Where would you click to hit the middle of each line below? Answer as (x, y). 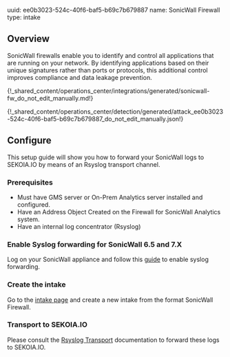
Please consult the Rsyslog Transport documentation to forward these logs (113, 340)
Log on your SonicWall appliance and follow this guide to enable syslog (108, 259)
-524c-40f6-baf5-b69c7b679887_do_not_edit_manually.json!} (95, 119)
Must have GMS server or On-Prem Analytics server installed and (110, 197)
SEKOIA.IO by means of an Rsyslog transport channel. (84, 164)
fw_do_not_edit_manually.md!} (50, 98)
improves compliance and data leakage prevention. (80, 77)
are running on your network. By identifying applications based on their (108, 63)
